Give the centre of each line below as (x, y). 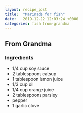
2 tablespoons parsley (35, 95)
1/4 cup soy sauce (31, 68)
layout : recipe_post (26, 10)
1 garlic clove (26, 105)
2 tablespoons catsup (34, 74)
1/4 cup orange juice (33, 89)
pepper (20, 100)
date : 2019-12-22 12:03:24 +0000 (42, 19)
